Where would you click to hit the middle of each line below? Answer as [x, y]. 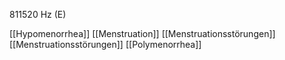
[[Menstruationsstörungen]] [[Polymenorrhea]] [105, 44]
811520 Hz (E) [38, 14]
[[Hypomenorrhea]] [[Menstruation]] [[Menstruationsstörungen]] [142, 33]
